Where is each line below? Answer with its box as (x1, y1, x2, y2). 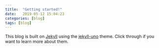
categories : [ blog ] (5, 16, 45, 21)
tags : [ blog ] (5, 20, 32, 25)
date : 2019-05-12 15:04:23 (5, 12, 65, 16)
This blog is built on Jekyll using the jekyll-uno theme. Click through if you (5, 34, 155, 39)
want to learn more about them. (5, 39, 68, 45)
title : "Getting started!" (5, 7, 63, 12)
